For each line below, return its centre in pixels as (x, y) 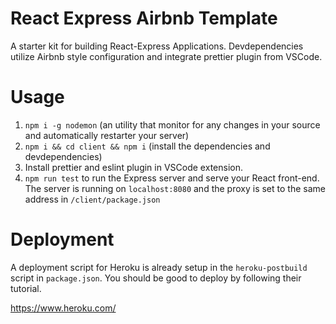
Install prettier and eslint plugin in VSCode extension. (133, 167)
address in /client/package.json (92, 199)
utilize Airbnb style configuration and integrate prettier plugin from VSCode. (166, 56)
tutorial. (26, 288)
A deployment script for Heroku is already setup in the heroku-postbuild (159, 267)
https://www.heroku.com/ (63, 308)
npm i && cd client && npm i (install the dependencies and (147, 146)
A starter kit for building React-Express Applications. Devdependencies (157, 46)
